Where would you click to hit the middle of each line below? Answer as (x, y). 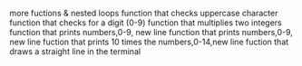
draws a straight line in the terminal (75, 52)
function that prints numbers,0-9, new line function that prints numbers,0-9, (151, 32)
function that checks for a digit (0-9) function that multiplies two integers (146, 23)
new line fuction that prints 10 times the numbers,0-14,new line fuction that (149, 42)
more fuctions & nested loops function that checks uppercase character (144, 13)
